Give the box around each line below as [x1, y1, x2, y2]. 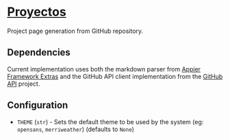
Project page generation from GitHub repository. [7, 27, 144, 35]
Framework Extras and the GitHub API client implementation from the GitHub [7, 72, 223, 80]
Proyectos [7, 4, 66, 20]
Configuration [7, 100, 68, 111]
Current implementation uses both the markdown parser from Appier [7, 65, 201, 73]
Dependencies [7, 47, 71, 58]
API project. [7, 80, 40, 88]
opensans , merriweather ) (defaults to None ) [16, 125, 135, 133]
